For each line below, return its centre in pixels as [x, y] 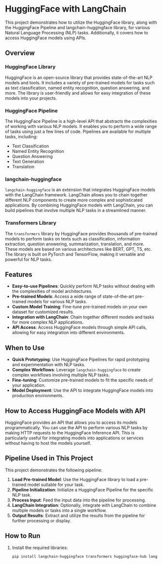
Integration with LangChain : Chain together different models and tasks [83, 317]
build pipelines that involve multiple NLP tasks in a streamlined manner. [76, 210]
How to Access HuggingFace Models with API [75, 411]
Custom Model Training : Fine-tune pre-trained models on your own [80, 307]
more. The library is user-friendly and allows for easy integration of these [78, 93]
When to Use [25, 348]
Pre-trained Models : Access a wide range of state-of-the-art [73, 296]
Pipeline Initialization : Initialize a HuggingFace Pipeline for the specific [83, 490]
